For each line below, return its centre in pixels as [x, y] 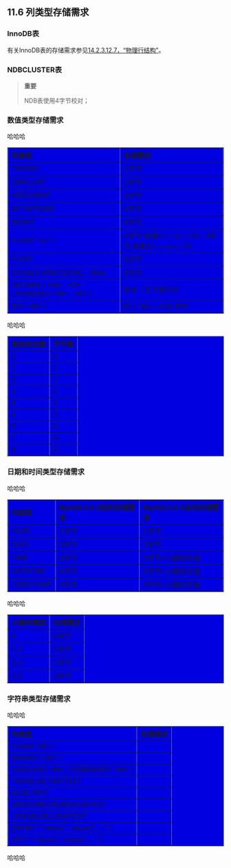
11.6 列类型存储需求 [48, 12]
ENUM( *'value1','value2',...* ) [62, 827]
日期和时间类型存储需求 [46, 472]
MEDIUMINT [31, 195]
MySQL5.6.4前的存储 [93, 507]
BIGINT [23, 222]
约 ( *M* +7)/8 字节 [156, 307]
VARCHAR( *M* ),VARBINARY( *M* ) [72, 769]
